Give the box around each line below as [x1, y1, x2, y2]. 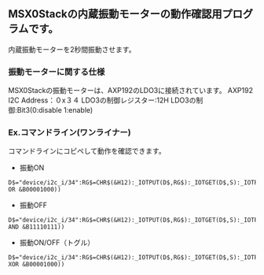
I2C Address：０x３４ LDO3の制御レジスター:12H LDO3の [8, 95, 196, 105]
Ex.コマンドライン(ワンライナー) [8, 127, 131, 138]
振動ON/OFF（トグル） [19, 238, 95, 247]
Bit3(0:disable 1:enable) [16, 106, 93, 115]
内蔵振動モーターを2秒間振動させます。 [8, 44, 136, 54]
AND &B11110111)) [8, 223, 65, 231]
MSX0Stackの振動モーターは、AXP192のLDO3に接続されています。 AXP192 [8, 86, 254, 95]
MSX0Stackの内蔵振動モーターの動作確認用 [8, 7, 222, 21]
